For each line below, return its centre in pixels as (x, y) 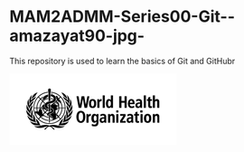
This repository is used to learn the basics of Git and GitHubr (122, 61)
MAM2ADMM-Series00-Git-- (122, 17)
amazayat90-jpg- (77, 36)
